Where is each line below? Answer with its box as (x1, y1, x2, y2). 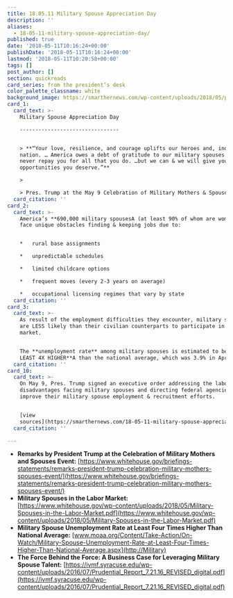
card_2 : (7, 202, 30, 209)
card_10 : (7, 367, 33, 374)
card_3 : (7, 303, 30, 310)
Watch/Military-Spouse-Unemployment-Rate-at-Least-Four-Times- (17, 538, 209, 547)
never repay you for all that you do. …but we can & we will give (19, 158, 216, 165)
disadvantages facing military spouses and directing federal (19, 387, 203, 394)
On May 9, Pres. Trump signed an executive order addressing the (19, 380, 213, 387)
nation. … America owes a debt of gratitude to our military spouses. (19, 151, 228, 159)
